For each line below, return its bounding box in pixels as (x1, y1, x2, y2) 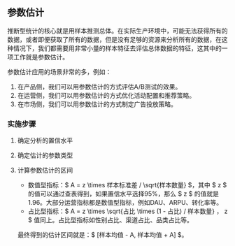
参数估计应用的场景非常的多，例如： (7, 67, 112, 75)
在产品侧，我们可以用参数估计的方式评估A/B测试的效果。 (17, 82, 182, 91)
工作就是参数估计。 (13, 52, 69, 61)
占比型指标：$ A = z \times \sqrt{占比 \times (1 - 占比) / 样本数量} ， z (27, 207, 228, 215)
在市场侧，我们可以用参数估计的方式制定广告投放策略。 (17, 100, 177, 108)
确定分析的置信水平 (17, 136, 73, 145)
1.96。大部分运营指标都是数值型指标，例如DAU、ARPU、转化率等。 (27, 198, 223, 207)
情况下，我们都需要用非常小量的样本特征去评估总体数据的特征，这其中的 (13, 44, 222, 52)
